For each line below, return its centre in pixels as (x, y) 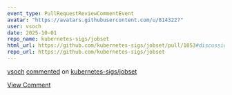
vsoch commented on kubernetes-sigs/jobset (72, 71)
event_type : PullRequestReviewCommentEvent (71, 13)
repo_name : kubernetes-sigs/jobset (58, 39)
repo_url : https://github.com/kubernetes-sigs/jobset (86, 52)
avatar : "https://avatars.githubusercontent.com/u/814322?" (96, 20)
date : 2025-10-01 (32, 33)
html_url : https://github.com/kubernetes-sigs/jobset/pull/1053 (101, 45)
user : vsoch (24, 26)
